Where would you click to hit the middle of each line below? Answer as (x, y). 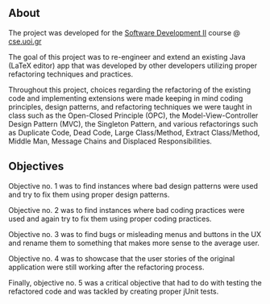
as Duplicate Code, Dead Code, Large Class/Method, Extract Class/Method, (134, 132)
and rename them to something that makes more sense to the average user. (134, 243)
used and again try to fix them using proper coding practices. (110, 219)
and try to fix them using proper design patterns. (89, 194)
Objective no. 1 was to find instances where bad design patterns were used (133, 185)
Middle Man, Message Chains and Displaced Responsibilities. (110, 141)
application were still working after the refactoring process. (106, 267)
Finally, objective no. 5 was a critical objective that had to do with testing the (135, 282)
